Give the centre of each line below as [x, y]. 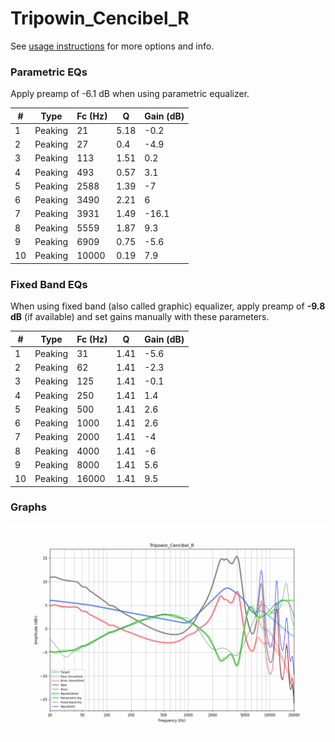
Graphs [28, 507]
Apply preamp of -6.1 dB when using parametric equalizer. [130, 94]
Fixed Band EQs [49, 284]
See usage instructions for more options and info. [112, 46]
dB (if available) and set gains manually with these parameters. [140, 317]
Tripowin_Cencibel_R [100, 18]
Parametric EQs [49, 72]
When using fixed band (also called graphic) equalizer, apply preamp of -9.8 [168, 306]
